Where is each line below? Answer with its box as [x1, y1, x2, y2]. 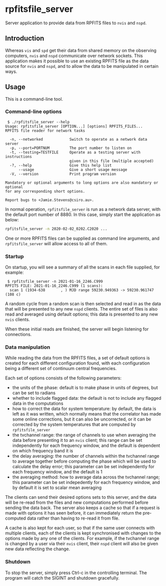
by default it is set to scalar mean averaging [12, 484, 102, 491]
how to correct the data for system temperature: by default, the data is [12, 406, 157, 412]
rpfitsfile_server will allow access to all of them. [5, 240, 108, 246]
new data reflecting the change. [5, 546, 70, 552]
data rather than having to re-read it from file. [27, 515, 120, 521]
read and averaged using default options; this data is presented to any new [5, 311, 159, 318]
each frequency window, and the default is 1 [12, 469, 103, 475]
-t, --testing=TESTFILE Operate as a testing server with [9, 150, 141, 155]
